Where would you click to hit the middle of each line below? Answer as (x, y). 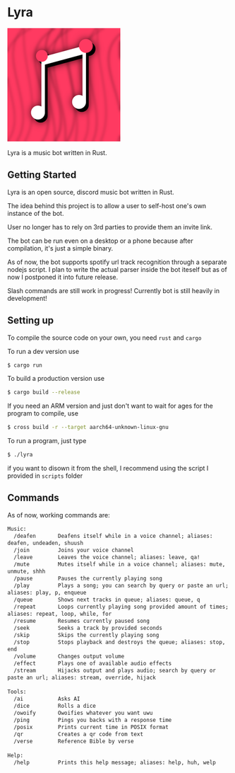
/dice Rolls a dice (55, 706)
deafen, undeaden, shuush (45, 543)
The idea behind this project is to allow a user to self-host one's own (107, 205)
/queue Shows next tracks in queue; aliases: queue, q (107, 600)
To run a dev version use (43, 351)
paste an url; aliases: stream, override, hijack (82, 677)
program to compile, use (43, 413)
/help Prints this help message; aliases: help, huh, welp (115, 762)
